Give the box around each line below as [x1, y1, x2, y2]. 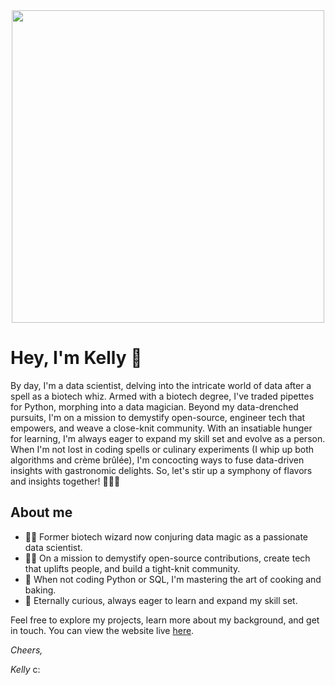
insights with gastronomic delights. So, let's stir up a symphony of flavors [10, 464, 313, 476]
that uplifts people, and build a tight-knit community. [24, 562, 241, 574]
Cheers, [10, 644, 43, 656]
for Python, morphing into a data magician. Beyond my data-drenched [10, 400, 299, 413]
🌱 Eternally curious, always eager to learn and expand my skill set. [24, 594, 298, 606]
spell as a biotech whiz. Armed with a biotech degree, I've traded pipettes [10, 390, 315, 402]
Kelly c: [10, 663, 41, 675]
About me [10, 504, 73, 521]
